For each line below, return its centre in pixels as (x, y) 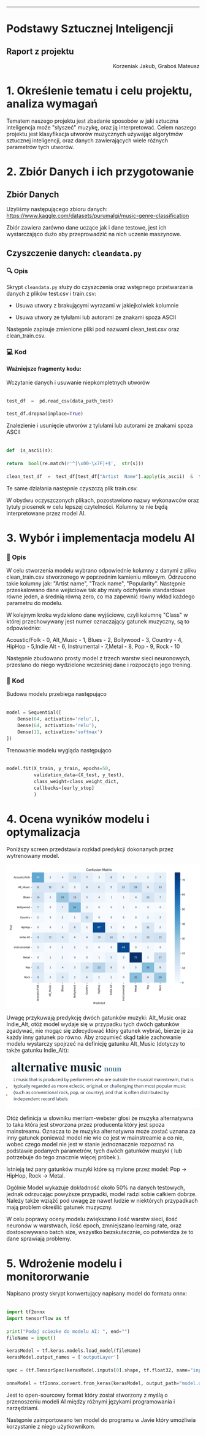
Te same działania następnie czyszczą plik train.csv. (72, 488)
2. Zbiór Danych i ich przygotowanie (100, 172)
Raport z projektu (40, 51)
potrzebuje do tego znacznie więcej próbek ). (64, 1157)
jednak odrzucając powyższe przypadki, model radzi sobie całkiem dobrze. (102, 1194)
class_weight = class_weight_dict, (76, 782)
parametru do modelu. (35, 603)
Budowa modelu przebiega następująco (57, 694)
